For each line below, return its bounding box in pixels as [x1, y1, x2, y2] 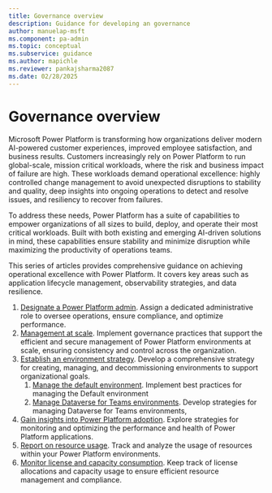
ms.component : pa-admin [8, 34, 89, 43]
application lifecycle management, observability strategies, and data [8, 278, 237, 288]
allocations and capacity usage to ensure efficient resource [19, 466, 219, 476]
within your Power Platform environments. [19, 448, 161, 459]
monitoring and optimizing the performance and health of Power [19, 423, 235, 433]
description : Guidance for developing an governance [8, 19, 191, 28]
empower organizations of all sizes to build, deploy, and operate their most [8, 218, 258, 228]
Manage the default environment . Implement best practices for [32, 379, 242, 390]
